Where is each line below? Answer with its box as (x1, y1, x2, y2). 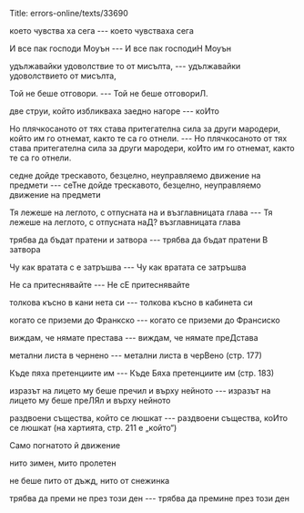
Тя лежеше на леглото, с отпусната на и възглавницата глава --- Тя (9, 207, 273, 218)
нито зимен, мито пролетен (9, 457, 117, 468)
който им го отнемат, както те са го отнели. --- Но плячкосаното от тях (9, 133, 288, 144)
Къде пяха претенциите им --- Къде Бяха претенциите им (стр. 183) (9, 368, 275, 378)
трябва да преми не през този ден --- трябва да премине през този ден (9, 493, 289, 504)
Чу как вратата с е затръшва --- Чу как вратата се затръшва (9, 262, 247, 272)
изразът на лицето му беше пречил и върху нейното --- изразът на (9, 385, 271, 395)
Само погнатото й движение (9, 440, 121, 450)
